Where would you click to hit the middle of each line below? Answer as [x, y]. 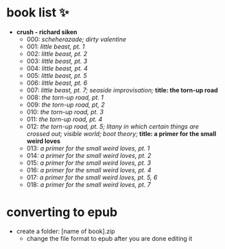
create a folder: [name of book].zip [66, 231]
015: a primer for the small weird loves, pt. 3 [89, 163]
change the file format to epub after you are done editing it [109, 238]
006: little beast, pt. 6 [57, 83]
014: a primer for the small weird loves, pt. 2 [89, 155]
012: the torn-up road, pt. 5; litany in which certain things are [113, 126]
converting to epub [62, 212]
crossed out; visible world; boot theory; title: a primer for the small [121, 133]
